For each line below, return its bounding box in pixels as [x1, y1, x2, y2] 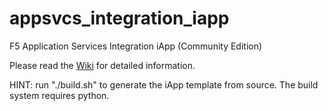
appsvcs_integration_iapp [9, 7, 230, 30]
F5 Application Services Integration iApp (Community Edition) [9, 40, 263, 52]
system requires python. [9, 89, 110, 101]
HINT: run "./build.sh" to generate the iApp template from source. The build [9, 78, 319, 91]
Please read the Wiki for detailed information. [9, 59, 196, 71]
